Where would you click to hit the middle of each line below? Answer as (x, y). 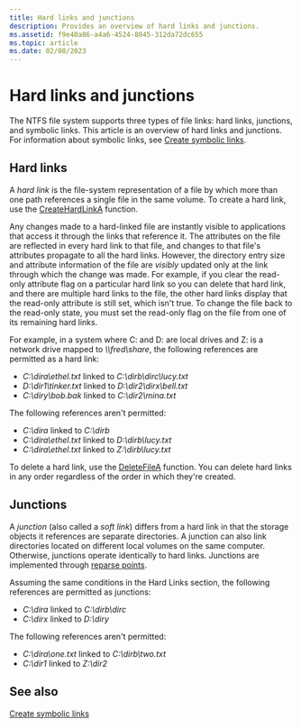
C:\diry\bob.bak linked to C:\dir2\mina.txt (99, 395)
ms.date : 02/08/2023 (48, 51)
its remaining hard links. (54, 322)
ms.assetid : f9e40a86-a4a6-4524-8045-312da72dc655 (106, 34)
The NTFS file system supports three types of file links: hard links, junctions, (151, 121)
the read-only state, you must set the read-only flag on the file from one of (148, 313)
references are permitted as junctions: (80, 592)
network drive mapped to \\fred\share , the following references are (134, 349)
